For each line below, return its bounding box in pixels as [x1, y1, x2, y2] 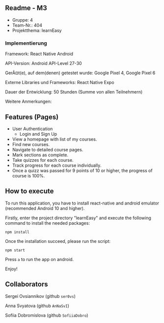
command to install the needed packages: [5, 220, 90, 226]
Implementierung [5, 39, 48, 46]
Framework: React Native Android [5, 51, 74, 57]
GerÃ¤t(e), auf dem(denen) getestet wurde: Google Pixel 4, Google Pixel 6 [5, 70, 156, 76]
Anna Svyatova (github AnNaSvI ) [5, 302, 70, 309]
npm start [5, 248, 26, 253]
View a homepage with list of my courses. [12, 136, 97, 142]
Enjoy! [5, 265, 18, 272]
